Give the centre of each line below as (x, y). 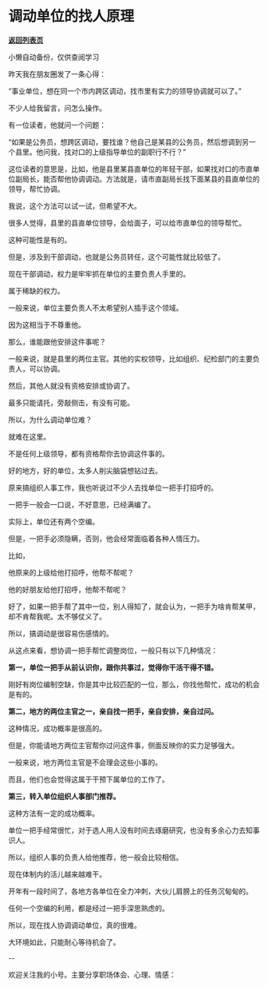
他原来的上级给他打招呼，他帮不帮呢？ (71, 572)
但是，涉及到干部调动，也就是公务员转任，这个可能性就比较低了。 (116, 257)
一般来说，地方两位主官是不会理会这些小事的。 (85, 762)
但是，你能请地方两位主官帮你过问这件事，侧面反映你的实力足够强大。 (124, 745)
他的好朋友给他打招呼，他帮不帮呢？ (68, 589)
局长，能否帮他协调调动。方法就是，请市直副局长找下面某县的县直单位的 (141, 179)
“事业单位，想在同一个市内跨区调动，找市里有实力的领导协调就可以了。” (125, 91)
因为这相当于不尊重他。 (47, 324)
